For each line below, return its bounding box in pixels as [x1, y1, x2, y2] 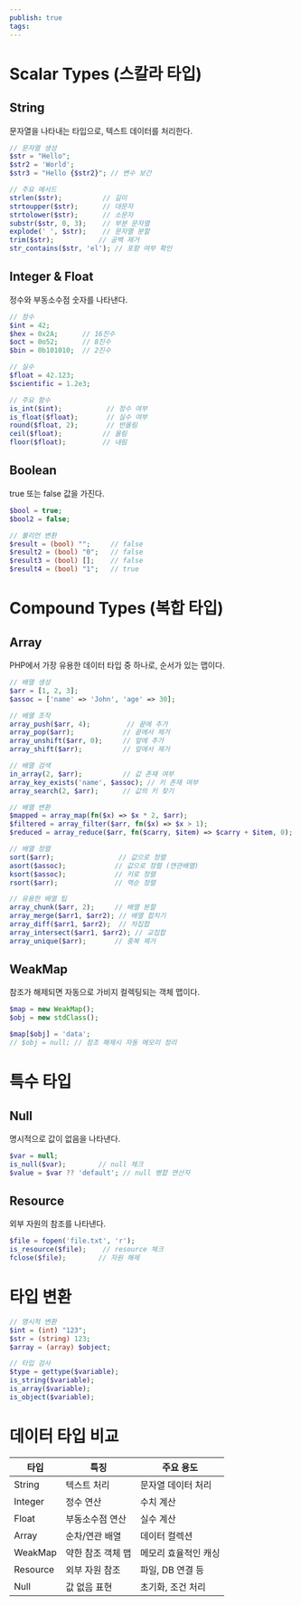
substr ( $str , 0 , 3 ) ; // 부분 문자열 [9, 218, 151, 227]
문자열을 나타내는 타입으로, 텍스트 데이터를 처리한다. [9, 125, 193, 136]
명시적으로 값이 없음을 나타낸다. [9, 1133, 121, 1144]
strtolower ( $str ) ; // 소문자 [9, 210, 134, 219]
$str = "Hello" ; [9, 151, 71, 161]
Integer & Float [9, 269, 94, 285]
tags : [9, 22, 30, 31]
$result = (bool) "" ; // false [9, 539, 144, 548]
